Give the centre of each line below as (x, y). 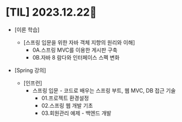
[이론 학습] (27, 29)
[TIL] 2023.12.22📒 (51, 12)
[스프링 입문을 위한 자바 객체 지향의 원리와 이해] (79, 42)
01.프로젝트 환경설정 (65, 98)
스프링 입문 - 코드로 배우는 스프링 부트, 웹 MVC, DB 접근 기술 (104, 90)
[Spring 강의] (30, 70)
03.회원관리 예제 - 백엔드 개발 (77, 113)
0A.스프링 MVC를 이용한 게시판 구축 (75, 50)
